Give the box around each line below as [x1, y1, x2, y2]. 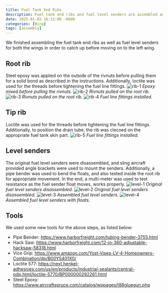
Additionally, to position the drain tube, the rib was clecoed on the [5, 127, 141, 133]
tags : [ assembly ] [5, 26, 42, 31]
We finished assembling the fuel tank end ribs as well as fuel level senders [5, 39, 159, 45]
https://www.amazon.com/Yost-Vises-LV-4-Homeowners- [34, 250, 155, 256]
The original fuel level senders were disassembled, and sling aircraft [5, 160, 146, 166]
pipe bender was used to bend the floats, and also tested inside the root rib [5, 170, 161, 176]
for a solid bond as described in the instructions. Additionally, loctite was [5, 78, 155, 84]
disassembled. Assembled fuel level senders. [5, 192, 119, 198]
